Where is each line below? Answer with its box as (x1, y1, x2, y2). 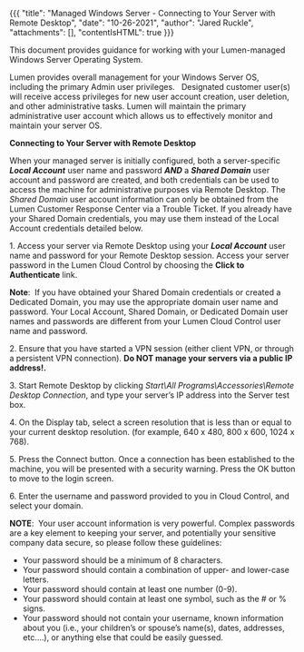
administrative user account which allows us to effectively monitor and (9, 111, 273, 121)
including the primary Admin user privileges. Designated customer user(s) (9, 82, 290, 92)
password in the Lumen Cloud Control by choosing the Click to (9, 260, 245, 271)
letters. (22, 574, 50, 585)
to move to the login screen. (9, 473, 114, 484)
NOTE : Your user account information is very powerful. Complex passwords (9, 518, 295, 529)
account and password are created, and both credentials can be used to (9, 174, 279, 185)
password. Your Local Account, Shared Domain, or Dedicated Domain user (9, 306, 289, 317)
